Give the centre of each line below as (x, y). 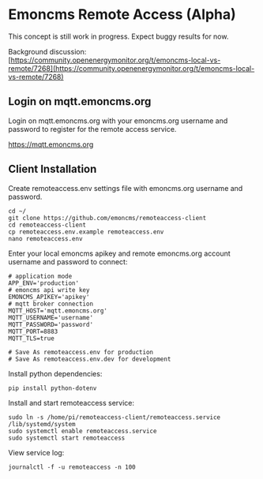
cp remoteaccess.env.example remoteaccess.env (86, 232)
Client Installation (53, 169)
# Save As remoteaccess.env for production (81, 352)
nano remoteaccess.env (45, 238)
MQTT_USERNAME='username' (51, 317)
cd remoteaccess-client (47, 225)
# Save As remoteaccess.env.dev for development (90, 359)
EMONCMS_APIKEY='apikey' (49, 297)
